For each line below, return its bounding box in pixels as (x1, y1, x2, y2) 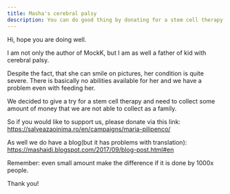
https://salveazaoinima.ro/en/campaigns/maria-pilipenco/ (7, 125, 171, 133)
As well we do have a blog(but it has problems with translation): (7, 138, 187, 146)
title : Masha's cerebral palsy (7, 10, 97, 17)
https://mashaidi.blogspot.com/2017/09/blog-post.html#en (7, 145, 174, 154)
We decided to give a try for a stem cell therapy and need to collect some (7, 97, 216, 105)
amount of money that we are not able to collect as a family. (7, 104, 177, 112)
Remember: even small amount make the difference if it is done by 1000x (7, 158, 214, 167)
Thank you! (7, 179, 39, 187)
